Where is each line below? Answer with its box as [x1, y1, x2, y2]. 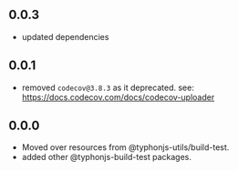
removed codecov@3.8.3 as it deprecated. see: [21, 82, 195, 93]
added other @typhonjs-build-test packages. [21, 152, 192, 163]
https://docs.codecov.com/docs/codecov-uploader [21, 91, 215, 103]
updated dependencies [21, 31, 109, 42]
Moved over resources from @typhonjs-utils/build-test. [21, 142, 230, 153]
